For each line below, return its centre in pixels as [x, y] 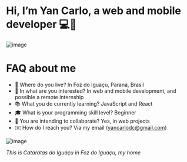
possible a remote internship [49, 97]
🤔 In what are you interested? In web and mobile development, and [95, 91]
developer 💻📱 [41, 24]
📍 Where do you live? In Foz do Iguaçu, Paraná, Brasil [79, 85]
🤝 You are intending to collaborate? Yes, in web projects [82, 121]
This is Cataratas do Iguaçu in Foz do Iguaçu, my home [74, 152]
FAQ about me [41, 68]
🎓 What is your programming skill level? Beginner [75, 112]
